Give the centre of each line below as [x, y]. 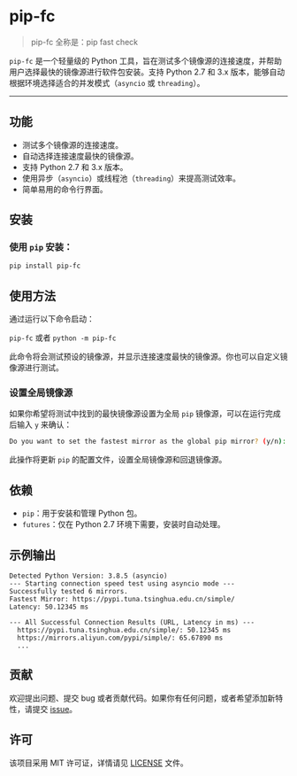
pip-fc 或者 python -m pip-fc [63, 338]
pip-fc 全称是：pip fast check [84, 42]
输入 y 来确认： [44, 425]
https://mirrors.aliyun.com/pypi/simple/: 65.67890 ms [120, 638]
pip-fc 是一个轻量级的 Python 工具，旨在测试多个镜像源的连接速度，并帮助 [146, 60]
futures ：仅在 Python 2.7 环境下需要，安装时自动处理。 [123, 524]
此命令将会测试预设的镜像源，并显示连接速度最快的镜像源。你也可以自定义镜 [148, 357]
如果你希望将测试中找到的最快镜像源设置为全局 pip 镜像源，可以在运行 [137, 414]
